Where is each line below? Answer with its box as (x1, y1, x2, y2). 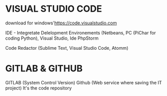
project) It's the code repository (5, 85, 72, 91)
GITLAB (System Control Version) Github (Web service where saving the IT (5, 79, 162, 85)
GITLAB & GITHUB (5, 63, 83, 74)
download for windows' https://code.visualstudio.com (5, 20, 117, 26)
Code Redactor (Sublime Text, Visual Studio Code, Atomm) (5, 45, 129, 51)
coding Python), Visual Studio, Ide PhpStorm (5, 35, 99, 41)
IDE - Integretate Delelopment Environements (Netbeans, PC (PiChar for (5, 29, 156, 36)
